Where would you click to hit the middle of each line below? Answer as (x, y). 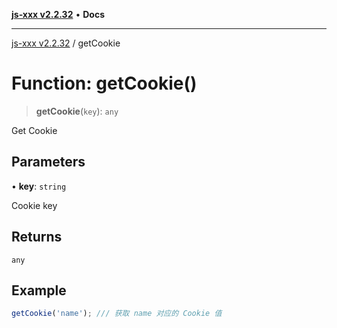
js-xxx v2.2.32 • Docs (58, 14)
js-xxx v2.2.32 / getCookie (66, 43)
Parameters (48, 162)
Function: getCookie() (104, 83)
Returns (37, 237)
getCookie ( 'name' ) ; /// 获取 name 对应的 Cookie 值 (117, 314)
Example (39, 290)
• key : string (39, 186)
